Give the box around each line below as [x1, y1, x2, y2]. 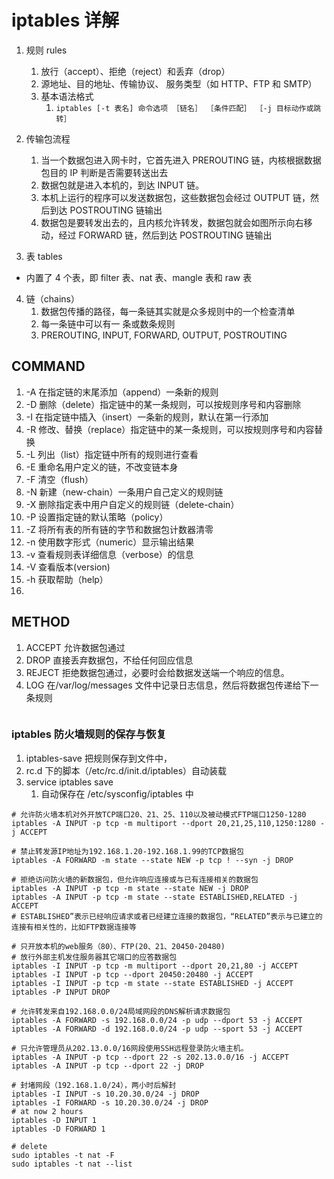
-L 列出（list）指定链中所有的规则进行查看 [25, 448, 199, 460]
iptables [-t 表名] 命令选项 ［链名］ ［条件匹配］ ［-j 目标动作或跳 [55, 103, 322, 113]
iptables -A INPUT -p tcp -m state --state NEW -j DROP [11, 883, 249, 893]
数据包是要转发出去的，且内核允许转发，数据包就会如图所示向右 [40, 216, 304, 228]
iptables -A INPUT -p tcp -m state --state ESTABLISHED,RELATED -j [11, 892, 299, 902]
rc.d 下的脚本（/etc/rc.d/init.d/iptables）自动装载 [25, 764, 228, 776]
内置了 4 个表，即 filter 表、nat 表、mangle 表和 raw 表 [25, 271, 253, 283]
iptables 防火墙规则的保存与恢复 [11, 727, 167, 741]
